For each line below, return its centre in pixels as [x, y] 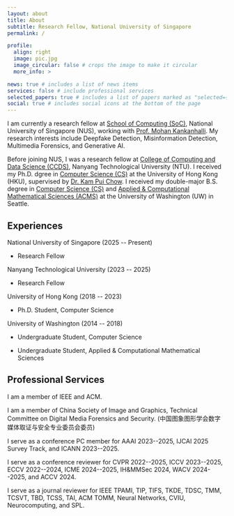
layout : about [28, 14]
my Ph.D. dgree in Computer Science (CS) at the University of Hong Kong [112, 174]
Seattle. [18, 204]
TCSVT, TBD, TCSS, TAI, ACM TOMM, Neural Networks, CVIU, [96, 498]
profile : [20, 46]
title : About [26, 20]
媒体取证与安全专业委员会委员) [51, 427]
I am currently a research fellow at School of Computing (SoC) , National [110, 123]
